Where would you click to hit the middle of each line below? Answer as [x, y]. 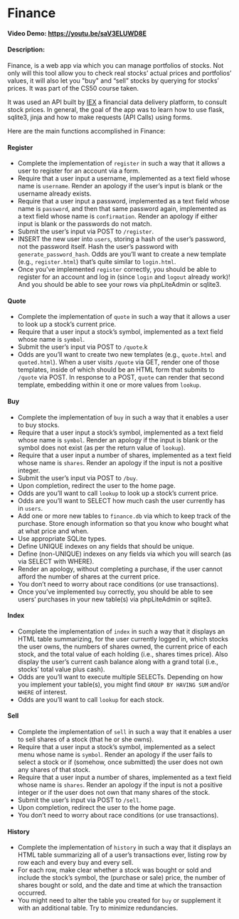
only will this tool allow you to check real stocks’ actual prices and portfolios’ [119, 73]
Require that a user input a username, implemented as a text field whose [124, 178]
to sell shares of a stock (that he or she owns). [86, 739]
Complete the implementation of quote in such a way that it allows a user [124, 317]
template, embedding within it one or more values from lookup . [109, 385]
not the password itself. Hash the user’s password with [98, 247]
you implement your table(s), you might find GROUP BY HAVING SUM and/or [123, 684]
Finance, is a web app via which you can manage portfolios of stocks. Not [116, 65]
